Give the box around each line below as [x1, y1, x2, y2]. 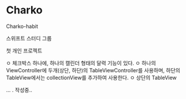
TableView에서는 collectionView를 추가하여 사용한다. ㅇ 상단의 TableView [6, 74, 177, 81]
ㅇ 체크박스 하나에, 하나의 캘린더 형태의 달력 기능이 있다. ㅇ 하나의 [6, 59, 157, 66]
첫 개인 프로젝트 [6, 47, 43, 54]
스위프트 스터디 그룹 [6, 34, 52, 41]
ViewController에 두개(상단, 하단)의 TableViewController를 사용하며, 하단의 [6, 66, 181, 73]
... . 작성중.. [6, 86, 32, 93]
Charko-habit [6, 23, 38, 30]
